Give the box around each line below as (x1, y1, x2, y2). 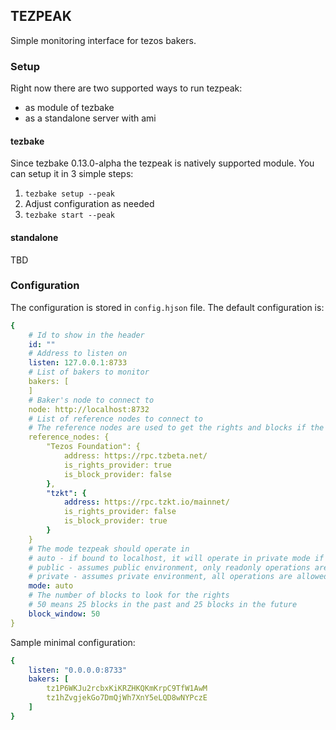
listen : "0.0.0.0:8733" (28, 665, 128, 675)
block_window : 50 (28, 609, 101, 619)
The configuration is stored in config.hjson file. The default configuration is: (10, 301, 325, 313)
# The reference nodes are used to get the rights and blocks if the (28, 423, 325, 433)
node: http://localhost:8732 (28, 404, 150, 414)
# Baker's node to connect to (28, 395, 155, 405)
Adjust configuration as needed (24, 198, 155, 210)
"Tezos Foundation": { (46, 442, 141, 452)
